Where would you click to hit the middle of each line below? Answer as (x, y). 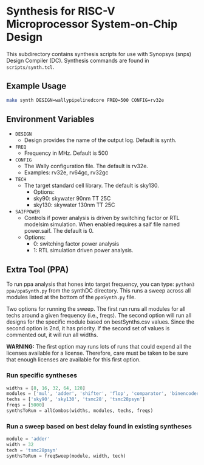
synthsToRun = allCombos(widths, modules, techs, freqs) (80, 411)
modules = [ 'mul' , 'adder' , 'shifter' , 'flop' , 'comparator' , (87, 394)
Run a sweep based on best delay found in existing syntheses (99, 426)
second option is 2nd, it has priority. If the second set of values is (88, 328)
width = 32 (20, 445)
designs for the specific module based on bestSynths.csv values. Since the (100, 322)
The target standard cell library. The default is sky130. (91, 186)
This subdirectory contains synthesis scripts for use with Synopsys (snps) (99, 54)
